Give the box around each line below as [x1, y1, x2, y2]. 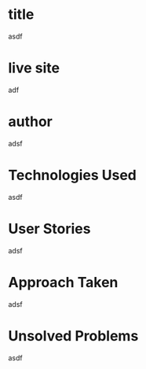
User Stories [8, 220, 91, 238]
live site [8, 59, 60, 77]
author [8, 113, 53, 131]
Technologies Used [8, 167, 137, 184]
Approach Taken [8, 273, 119, 291]
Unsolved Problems [8, 327, 139, 345]
